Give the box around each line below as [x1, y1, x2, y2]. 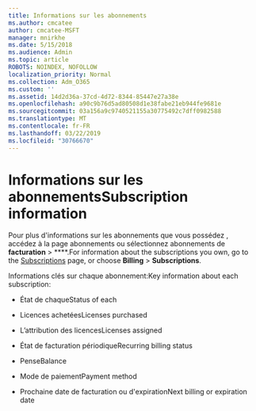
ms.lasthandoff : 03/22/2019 [8, 129, 101, 137]
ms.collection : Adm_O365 [8, 78, 90, 86]
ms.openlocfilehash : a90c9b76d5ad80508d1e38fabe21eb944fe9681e [8, 100, 222, 108]
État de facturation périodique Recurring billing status [19, 341, 193, 351]
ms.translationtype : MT [8, 115, 87, 123]
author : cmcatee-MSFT [8, 26, 80, 34]
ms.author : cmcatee [8, 19, 73, 27]
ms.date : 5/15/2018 [8, 41, 73, 49]
